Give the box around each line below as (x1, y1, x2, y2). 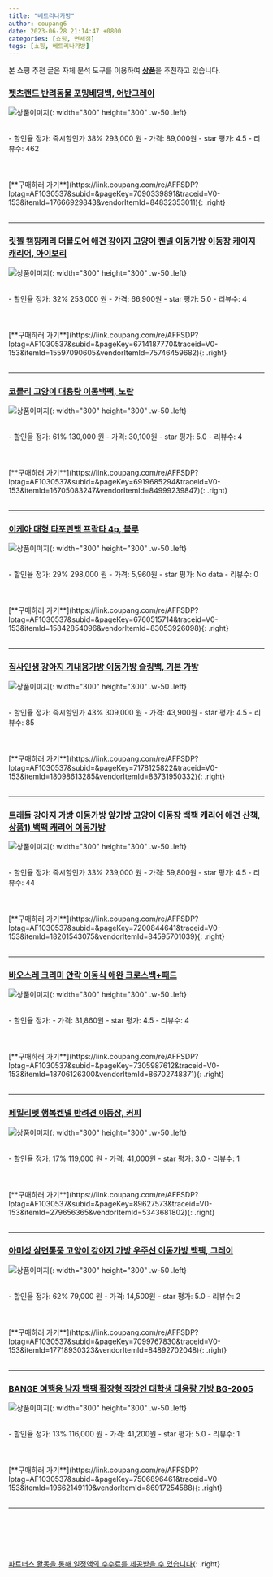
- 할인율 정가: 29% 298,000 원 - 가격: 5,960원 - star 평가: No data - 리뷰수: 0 (8, 570, 258, 580)
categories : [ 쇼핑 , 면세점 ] (8, 34, 95, 43)
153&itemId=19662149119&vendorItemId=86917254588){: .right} (8, 1483, 223, 1492)
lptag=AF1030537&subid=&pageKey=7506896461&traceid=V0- (8, 1475, 221, 1484)
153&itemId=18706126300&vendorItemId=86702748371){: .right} (8, 1070, 225, 1080)
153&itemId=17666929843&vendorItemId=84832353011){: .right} (8, 198, 226, 207)
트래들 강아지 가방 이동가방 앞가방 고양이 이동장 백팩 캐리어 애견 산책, (8, 810, 261, 821)
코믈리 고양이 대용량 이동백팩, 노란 (8, 385, 134, 397)
